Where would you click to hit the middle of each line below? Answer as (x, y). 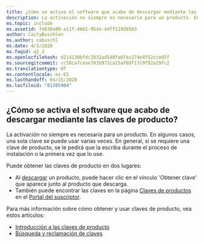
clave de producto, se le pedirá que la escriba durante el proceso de (92, 147)
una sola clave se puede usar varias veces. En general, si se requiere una (98, 141)
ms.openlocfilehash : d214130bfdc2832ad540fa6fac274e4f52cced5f (88, 57)
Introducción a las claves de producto (62, 227)
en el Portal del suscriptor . (48, 197)
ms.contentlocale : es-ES (38, 74)
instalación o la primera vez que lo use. (55, 153)
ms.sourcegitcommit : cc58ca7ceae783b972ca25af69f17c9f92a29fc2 (88, 63)
